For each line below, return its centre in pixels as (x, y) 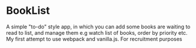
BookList (28, 11)
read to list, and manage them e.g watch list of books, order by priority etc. (97, 32)
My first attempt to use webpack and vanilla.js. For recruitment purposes (94, 39)
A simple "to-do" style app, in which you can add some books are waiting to (98, 27)
